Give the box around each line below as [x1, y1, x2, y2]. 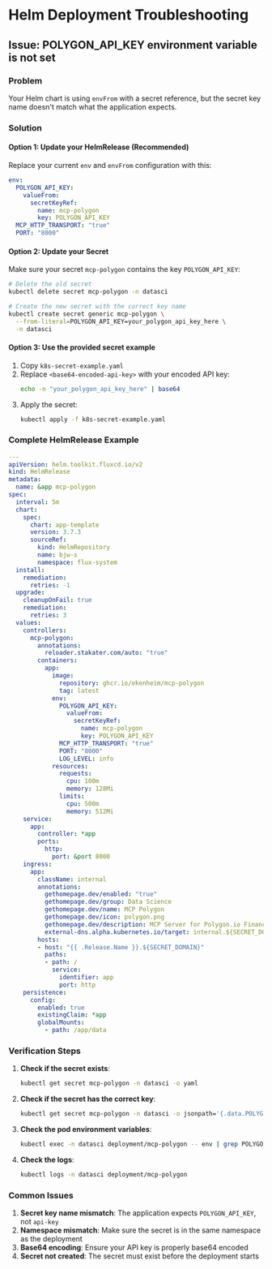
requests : [59, 769, 92, 778]
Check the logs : [19, 1155, 74, 1164]
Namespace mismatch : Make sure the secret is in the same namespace [19, 1225, 261, 1235]
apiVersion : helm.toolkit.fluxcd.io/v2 [8, 460, 143, 468]
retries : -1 [29, 581, 70, 589]
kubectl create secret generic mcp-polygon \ [8, 310, 164, 318]
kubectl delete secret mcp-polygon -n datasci [8, 288, 168, 296]
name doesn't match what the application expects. [8, 101, 177, 111]
